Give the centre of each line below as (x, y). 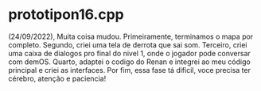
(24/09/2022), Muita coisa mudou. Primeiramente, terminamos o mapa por (131, 36)
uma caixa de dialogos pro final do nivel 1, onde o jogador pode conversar (129, 53)
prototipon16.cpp (66, 15)
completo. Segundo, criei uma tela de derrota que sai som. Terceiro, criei (128, 44)
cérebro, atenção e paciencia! (57, 78)
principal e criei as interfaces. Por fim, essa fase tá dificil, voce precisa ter (129, 70)
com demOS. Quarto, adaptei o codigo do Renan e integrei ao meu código (129, 62)
